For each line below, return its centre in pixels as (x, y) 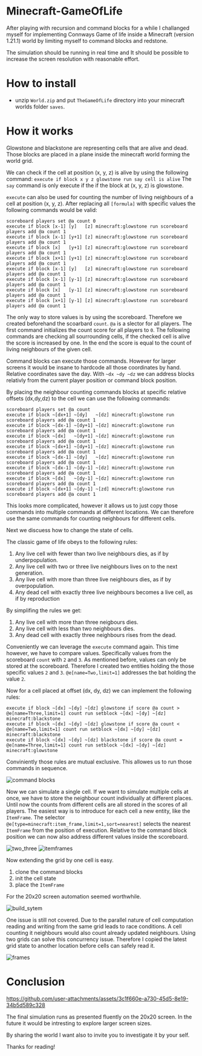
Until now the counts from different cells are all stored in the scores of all (97, 804)
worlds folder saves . (40, 107)
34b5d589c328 (26, 1005)
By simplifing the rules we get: (44, 610)
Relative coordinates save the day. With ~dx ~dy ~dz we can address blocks (100, 374)
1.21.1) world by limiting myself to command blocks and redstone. (87, 41)
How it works (40, 131)
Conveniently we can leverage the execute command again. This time (93, 647)
